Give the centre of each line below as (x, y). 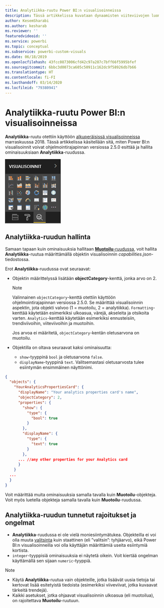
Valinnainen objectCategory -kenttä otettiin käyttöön (64, 297)
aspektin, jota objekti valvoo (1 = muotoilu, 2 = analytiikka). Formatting (82, 307)
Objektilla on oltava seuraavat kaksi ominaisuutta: (62, 347)
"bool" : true (44, 418)
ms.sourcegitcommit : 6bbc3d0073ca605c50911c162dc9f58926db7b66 (71, 67)
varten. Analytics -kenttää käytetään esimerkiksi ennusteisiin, (74, 318)
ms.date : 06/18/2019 (26, 57)
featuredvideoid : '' (26, 36)
